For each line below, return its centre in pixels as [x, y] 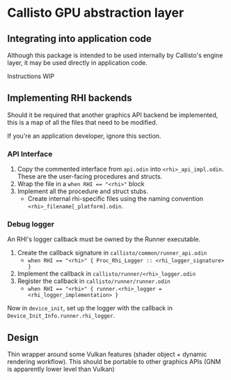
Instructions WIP [31, 76]
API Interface [30, 153]
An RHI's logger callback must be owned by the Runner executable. [104, 239]
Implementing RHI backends [70, 98]
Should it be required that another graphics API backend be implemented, [113, 115]
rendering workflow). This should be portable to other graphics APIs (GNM [114, 362]
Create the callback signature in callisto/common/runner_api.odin [112, 253]
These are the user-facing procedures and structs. [90, 176]
